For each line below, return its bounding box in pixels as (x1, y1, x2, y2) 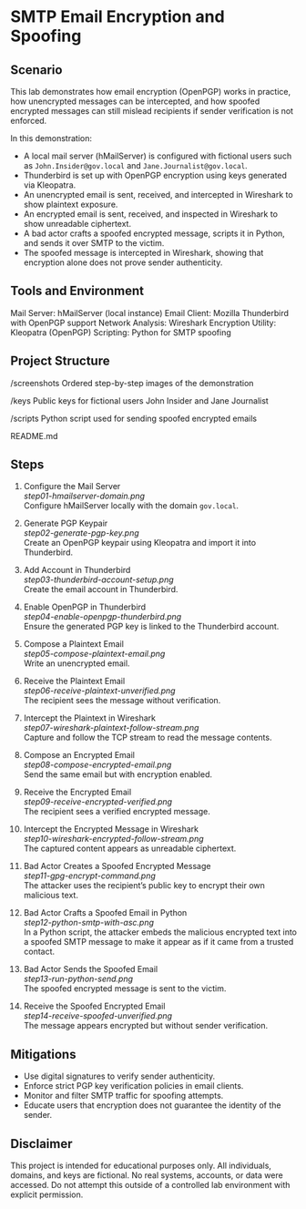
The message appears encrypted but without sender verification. (23, 1020, 269, 1031)
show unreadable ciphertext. (23, 219, 131, 229)
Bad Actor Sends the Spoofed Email (23, 964, 158, 975)
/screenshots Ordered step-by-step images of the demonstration (10, 377, 254, 388)
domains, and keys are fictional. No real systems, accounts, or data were (10, 1170, 283, 1181)
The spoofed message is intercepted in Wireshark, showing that (23, 248, 264, 258)
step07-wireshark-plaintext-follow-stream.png (23, 722, 199, 733)
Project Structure (10, 353, 110, 369)
